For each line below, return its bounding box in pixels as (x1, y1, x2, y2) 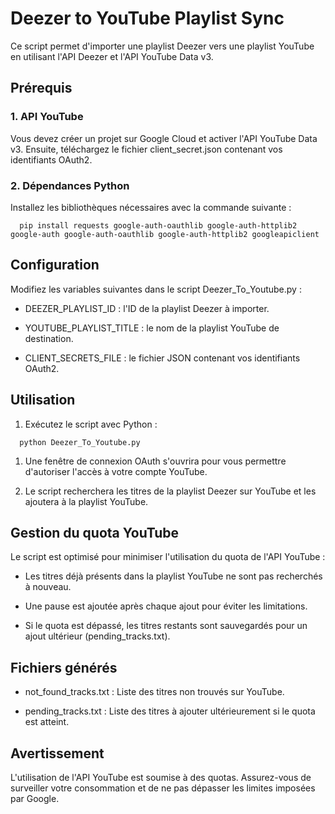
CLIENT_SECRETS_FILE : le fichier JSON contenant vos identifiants (24, 352, 301, 364)
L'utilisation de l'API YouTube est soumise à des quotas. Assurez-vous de (10, 771, 312, 783)
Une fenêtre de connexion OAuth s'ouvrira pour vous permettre (24, 455, 287, 467)
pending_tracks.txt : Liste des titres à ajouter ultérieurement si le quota (24, 705, 316, 717)
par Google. (10, 792, 60, 804)
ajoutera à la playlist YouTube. (24, 495, 149, 507)
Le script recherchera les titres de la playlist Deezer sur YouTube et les (24, 485, 317, 497)
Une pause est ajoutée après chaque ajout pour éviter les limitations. (24, 600, 308, 612)
